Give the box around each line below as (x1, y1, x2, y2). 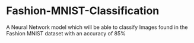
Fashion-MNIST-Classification (6, 4, 160, 18)
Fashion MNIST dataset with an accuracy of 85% (6, 29, 126, 37)
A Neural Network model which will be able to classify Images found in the (6, 24, 188, 31)
